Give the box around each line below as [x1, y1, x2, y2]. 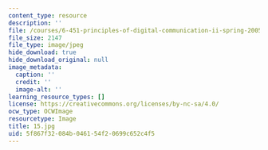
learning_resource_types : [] [8, 93, 105, 101]
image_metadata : [8, 63, 62, 71]
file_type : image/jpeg [8, 41, 84, 49]
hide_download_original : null [8, 56, 109, 64]
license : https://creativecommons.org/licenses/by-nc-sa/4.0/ [8, 100, 219, 108]
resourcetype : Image [8, 115, 77, 123]
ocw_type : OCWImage [8, 108, 73, 116]
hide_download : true [8, 48, 77, 56]
